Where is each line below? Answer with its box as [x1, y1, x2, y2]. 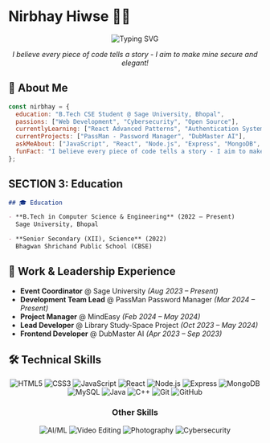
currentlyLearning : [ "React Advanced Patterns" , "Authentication [15, 125, 239, 133]
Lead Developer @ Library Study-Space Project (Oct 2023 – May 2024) [19, 320, 259, 330]
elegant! [121, 58, 149, 68]
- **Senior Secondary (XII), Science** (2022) [8, 235, 167, 244]
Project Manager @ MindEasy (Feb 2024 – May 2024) [19, 311, 201, 321]
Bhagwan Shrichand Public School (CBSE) [15, 243, 153, 251]
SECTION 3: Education [8, 177, 123, 191]
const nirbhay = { [8, 102, 70, 111]
